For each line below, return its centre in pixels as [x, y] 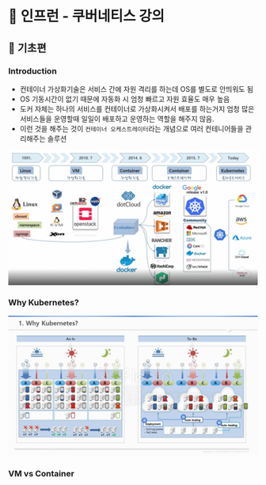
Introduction [32, 70]
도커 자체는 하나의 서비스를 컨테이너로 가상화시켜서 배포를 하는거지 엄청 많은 [137, 108]
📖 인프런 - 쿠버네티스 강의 [86, 16]
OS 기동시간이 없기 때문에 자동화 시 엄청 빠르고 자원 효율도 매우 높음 [125, 99]
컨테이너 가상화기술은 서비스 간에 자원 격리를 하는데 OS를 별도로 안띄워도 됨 [137, 89]
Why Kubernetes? [44, 303]
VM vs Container [42, 474]
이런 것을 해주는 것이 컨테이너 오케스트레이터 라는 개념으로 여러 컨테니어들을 [131, 128]
